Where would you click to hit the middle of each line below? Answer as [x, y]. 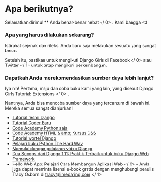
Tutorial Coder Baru [32, 123]
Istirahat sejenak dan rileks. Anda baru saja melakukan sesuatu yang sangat [80, 46]
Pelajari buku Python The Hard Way [47, 143]
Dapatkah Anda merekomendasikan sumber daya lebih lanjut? [79, 78]
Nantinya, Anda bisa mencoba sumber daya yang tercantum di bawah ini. [78, 103]
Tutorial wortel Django [34, 138]
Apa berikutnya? [39, 9]
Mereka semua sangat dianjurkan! [39, 108]
